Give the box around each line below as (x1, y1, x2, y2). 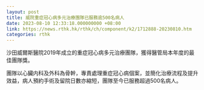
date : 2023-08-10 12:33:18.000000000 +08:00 (6, 20, 121, 26)
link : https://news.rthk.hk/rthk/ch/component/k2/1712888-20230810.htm (6, 26, 192, 32)
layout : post (6, 9, 40, 15)
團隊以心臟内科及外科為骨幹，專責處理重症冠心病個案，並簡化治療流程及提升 (6, 69, 199, 77)
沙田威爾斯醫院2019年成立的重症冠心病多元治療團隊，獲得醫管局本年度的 (6, 49, 189, 57)
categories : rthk (6, 32, 51, 38)
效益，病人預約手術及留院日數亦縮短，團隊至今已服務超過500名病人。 (6, 77, 181, 85)
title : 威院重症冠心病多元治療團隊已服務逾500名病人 (6, 15, 125, 21)
